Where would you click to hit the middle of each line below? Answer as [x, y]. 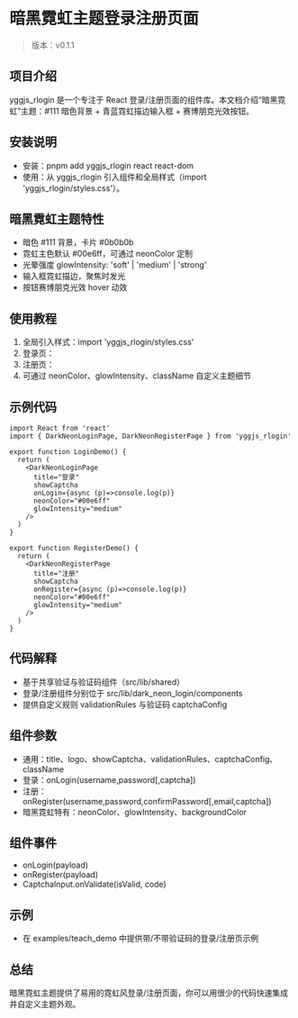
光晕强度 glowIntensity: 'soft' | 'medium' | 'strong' [114, 265]
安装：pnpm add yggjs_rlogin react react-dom [108, 165]
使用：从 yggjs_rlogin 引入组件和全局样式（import [114, 177]
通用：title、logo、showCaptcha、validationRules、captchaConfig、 [150, 759]
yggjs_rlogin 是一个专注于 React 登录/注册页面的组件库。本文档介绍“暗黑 [144, 99]
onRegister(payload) [60, 875]
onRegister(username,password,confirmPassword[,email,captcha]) [147, 801]
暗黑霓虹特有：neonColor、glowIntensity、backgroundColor [135, 812]
